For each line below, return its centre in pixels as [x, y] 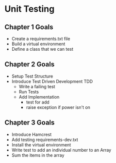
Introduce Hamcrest [32, 134]
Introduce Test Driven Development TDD [52, 81]
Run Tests [29, 92]
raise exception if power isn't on [58, 107]
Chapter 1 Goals [29, 27]
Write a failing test [37, 86]
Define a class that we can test [42, 49]
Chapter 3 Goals [30, 123]
